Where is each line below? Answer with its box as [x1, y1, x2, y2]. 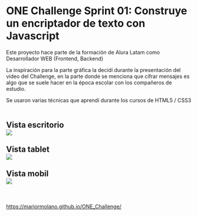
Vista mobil [6, 169, 49, 179]
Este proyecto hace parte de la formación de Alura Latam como [6, 48, 160, 55]
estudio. [6, 85, 26, 92]
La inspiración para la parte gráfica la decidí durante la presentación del [6, 66, 181, 73]
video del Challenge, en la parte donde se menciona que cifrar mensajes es [6, 73, 190, 80]
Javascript [6, 30, 60, 42]
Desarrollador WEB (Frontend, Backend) [6, 55, 104, 62]
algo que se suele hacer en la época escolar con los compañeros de [6, 78, 172, 86]
